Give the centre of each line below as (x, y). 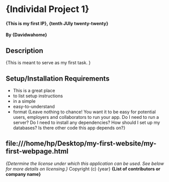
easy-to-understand (34, 107)
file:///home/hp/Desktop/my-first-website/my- (81, 144)
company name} (23, 174)
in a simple (24, 101)
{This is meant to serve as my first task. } (48, 63)
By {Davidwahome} (26, 35)
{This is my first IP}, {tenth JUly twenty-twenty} (57, 23)
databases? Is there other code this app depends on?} (69, 128)
